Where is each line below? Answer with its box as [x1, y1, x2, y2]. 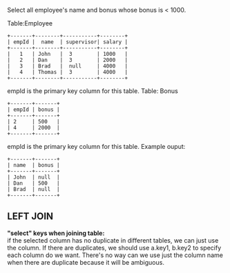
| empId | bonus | [7, 106, 60, 113]
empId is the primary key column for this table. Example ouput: [7, 143, 186, 150]
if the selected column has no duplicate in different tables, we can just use [7, 236, 219, 244]
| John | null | [7, 174, 60, 181]
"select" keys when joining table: [7, 229, 105, 237]
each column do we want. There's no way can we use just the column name [7, 251, 223, 259]
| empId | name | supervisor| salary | [7, 39, 128, 45]
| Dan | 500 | [7, 180, 60, 187]
